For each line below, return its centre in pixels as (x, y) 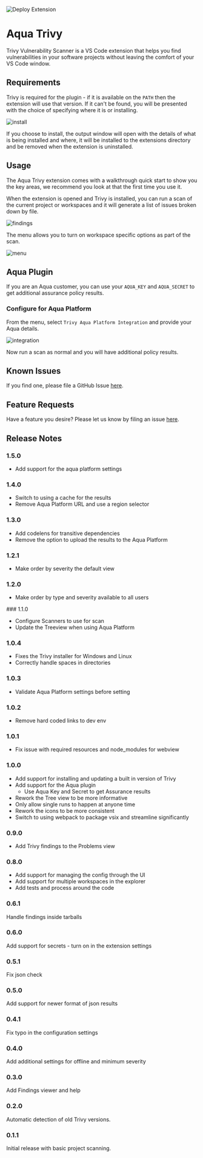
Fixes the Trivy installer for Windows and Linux (73, 656)
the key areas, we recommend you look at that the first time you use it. (94, 187)
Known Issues (34, 371)
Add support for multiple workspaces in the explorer (80, 881)
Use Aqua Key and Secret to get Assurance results (87, 791)
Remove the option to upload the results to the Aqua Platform (91, 539)
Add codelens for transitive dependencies (67, 533)
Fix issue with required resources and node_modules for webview (97, 750)
